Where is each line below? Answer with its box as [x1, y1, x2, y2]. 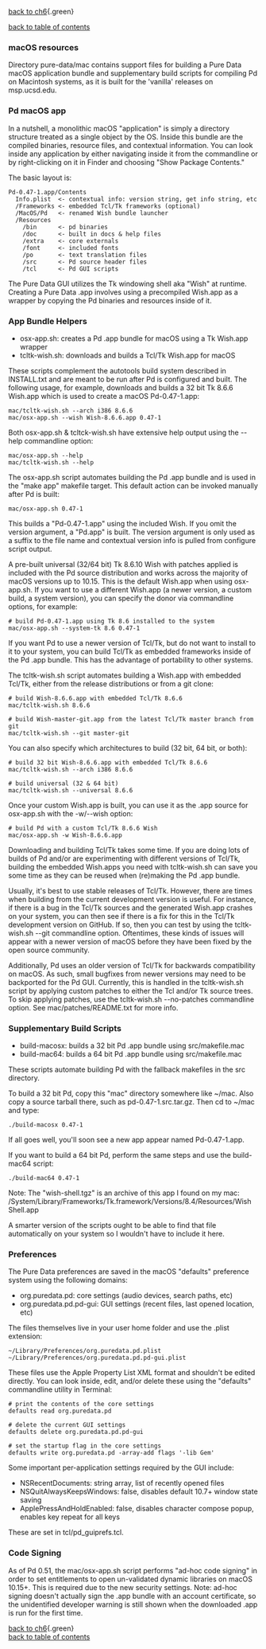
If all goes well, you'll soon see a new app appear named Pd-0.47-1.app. [8, 1135, 245, 1145]
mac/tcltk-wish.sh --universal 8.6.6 [8, 786, 133, 795]
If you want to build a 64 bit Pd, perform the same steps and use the [8, 1151, 232, 1160]
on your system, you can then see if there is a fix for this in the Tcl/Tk [8, 911, 235, 920]
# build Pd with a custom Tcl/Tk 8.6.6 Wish [8, 824, 158, 832]
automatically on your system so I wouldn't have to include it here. [8, 1229, 225, 1239]
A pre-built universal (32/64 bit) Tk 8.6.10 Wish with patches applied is [8, 559, 238, 569]
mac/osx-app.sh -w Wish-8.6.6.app [8, 831, 123, 839]
